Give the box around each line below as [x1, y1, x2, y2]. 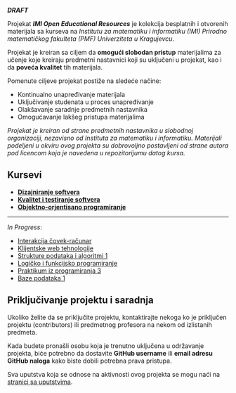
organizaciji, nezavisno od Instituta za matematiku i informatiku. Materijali [7, 134, 223, 142]
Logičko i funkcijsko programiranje [17, 259, 118, 267]
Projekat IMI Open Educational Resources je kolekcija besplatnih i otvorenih [7, 20, 228, 27]
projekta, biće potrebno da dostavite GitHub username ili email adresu [7, 349, 213, 357]
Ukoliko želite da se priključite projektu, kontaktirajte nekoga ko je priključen [7, 313, 227, 321]
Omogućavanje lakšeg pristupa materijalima [17, 112, 145, 121]
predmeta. [7, 328, 37, 336]
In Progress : [7, 223, 42, 231]
